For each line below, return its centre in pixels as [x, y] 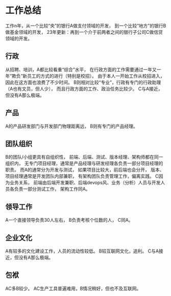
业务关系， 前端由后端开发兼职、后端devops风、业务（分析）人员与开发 [85, 183]
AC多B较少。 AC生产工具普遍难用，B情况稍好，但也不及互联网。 [73, 288]
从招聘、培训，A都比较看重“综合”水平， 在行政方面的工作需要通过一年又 [81, 69]
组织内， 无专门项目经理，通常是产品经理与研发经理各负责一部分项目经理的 [84, 163]
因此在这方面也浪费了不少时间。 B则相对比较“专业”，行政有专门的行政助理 [83, 82]
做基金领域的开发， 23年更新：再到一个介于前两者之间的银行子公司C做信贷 [84, 32]
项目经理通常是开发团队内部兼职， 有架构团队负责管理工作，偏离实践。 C [82, 176]
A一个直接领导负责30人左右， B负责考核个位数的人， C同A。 [69, 220]
